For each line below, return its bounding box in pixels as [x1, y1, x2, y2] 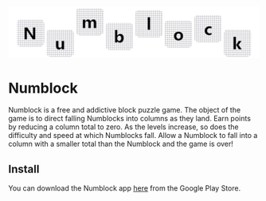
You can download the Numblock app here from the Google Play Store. [8, 183, 241, 193]
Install [8, 162, 40, 175]
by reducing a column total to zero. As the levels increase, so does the [8, 122, 239, 132]
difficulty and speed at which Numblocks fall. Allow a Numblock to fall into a [8, 131, 258, 140]
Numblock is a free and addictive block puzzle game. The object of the [8, 105, 241, 115]
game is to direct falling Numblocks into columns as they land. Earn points [8, 114, 251, 124]
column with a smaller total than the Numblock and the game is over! [8, 139, 233, 149]
